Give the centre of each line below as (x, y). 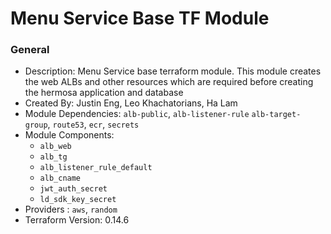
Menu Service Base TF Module (140, 18)
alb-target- (276, 115)
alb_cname (60, 178)
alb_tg (53, 157)
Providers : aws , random (71, 209)
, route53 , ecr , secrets (93, 124)
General (30, 50)
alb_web (55, 147)
